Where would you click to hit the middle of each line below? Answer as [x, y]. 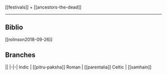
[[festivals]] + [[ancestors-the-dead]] [43, 7]
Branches [20, 55]
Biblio [14, 28]
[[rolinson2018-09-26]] [29, 39]
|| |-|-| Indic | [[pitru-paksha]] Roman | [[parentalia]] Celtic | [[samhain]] [78, 67]
